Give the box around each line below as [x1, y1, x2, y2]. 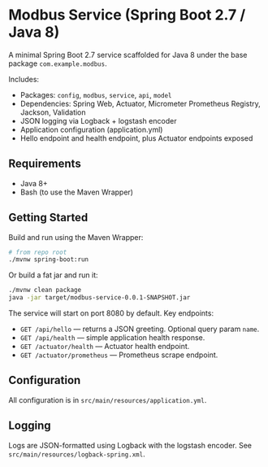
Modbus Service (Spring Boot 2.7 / [8, 6, 246, 24]
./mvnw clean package [8, 286, 82, 295]
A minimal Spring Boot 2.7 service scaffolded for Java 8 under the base [8, 50, 248, 59]
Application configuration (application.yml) [19, 124, 163, 134]
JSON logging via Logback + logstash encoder [19, 116, 177, 125]
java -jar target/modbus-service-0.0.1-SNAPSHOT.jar [8, 294, 191, 302]
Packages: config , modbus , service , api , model [19, 89, 172, 99]
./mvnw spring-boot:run [8, 255, 89, 264]
